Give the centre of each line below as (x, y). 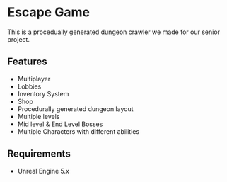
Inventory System (43, 93)
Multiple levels (39, 116)
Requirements (39, 154)
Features (27, 62)
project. (19, 39)
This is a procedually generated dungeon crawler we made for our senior (114, 32)
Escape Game (49, 12)
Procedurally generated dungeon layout (75, 109)
